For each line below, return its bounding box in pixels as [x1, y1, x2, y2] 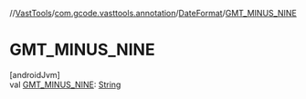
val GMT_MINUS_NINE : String [9, 79, 121, 90]
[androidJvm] [9, 69, 61, 80]
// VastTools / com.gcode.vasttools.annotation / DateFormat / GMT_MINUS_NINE [9, 8, 297, 18]
